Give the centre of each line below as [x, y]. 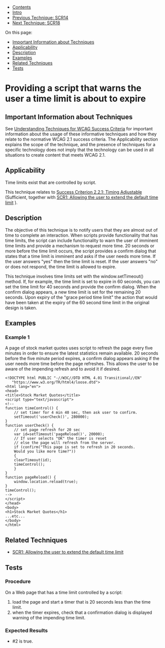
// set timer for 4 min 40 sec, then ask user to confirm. [76, 413]
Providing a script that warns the [73, 88]
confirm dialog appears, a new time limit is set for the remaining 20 [73, 292]
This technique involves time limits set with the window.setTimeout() [74, 276]
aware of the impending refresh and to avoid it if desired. [63, 369]
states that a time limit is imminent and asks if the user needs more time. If [81, 256]
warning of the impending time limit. [49, 617]
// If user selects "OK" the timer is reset [60, 439]
